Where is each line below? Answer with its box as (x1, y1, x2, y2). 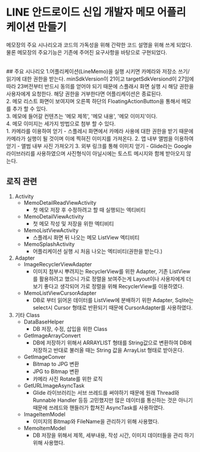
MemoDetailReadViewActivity (23, 199, 97, 206)
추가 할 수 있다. (12, 105, 48, 112)
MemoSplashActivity (23, 240, 75, 248)
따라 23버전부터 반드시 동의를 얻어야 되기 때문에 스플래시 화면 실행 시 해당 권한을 (6, 82, 194, 90)
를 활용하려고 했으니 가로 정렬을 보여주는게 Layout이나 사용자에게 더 (32, 275, 192, 282)
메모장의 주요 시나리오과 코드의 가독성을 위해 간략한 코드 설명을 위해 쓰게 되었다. (6, 41, 193, 48)
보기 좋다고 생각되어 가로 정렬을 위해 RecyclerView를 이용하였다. (32, 282, 184, 290)
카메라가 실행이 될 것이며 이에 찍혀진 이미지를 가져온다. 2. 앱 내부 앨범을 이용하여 (6, 135, 194, 142)
